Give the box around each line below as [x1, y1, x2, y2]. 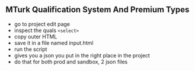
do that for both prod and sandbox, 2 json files [14, 58, 128, 65]
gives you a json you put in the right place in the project [14, 51, 151, 59]
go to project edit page [14, 20, 71, 27]
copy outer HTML [14, 33, 57, 40]
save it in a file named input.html [14, 39, 94, 46]
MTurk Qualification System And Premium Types [5, 5, 190, 15]
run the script [14, 46, 47, 53]
